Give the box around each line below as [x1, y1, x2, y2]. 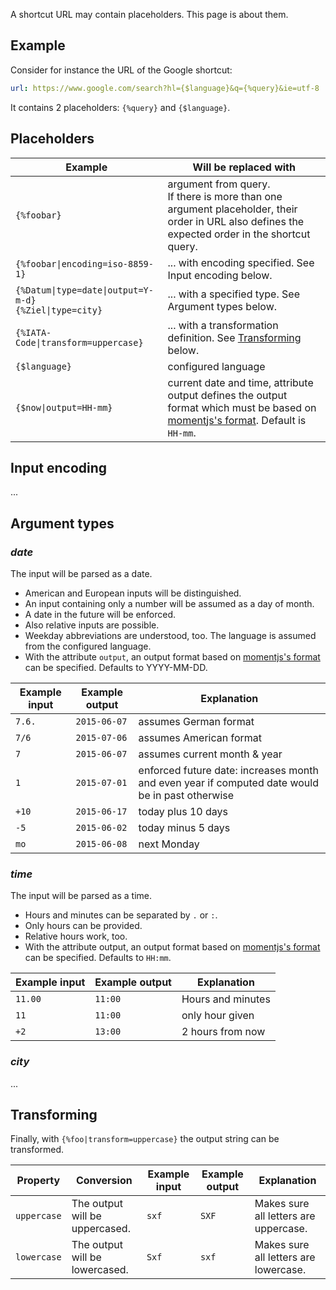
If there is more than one [167, 189, 283, 203]
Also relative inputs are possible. [24, 619, 160, 631]
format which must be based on [167, 400, 317, 414]
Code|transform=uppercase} [15, 337, 144, 348]
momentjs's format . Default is [167, 413, 307, 427]
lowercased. [71, 1263, 129, 1277]
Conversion [75, 1174, 133, 1188]
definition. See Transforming [167, 330, 302, 344]
